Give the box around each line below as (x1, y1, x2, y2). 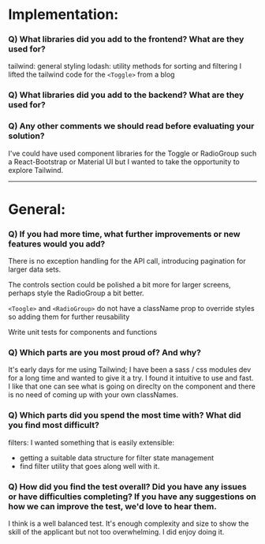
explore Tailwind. (8, 165, 64, 174)
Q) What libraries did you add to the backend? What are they (8, 89, 244, 100)
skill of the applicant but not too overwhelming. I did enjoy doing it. (8, 527, 225, 537)
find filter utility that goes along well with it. (19, 461, 160, 471)
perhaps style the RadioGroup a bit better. (8, 288, 144, 298)
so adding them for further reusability (8, 312, 130, 321)
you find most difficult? (8, 420, 100, 431)
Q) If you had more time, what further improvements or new (8, 228, 241, 239)
